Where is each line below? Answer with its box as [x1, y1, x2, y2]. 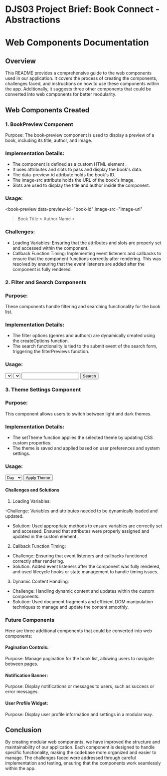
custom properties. [12, 440, 52, 446]
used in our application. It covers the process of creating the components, [5, 75, 158, 81]
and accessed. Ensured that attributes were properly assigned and [12, 528, 150, 534]
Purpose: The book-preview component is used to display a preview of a [5, 132, 155, 138]
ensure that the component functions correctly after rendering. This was [12, 256, 161, 262]
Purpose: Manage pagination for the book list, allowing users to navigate [5, 656, 154, 662]
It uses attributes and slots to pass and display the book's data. [12, 166, 143, 173]
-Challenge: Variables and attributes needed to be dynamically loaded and [5, 508, 158, 514]
